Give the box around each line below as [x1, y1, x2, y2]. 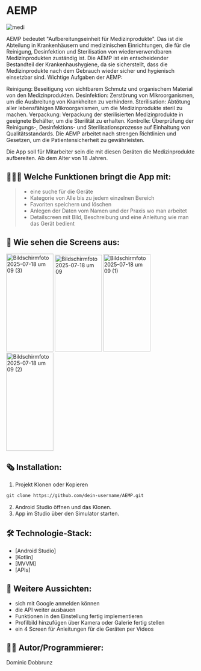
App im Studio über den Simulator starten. [14, 510, 119, 518]
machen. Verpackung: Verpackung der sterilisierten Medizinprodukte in [6, 111, 184, 118]
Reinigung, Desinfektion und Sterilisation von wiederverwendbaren [6, 48, 172, 55]
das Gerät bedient [29, 220, 75, 227]
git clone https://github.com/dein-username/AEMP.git [6, 493, 144, 499]
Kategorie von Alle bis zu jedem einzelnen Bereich [29, 194, 155, 202]
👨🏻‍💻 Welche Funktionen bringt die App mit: [6, 172, 172, 182]
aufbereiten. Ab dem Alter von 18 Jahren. [6, 154, 108, 161]
